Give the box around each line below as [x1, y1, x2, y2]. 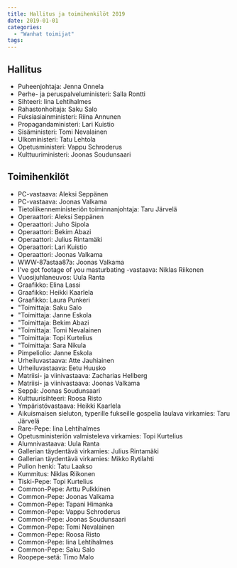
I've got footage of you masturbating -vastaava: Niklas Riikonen [17, 265, 204, 274]
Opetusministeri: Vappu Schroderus [17, 142, 123, 151]
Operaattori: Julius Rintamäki [17, 235, 103, 243]
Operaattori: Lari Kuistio [17, 243, 87, 251]
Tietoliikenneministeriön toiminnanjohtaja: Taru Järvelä [17, 204, 177, 214]
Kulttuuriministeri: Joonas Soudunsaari [17, 150, 131, 159]
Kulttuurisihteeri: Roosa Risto [17, 394, 103, 402]
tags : [7, 37, 23, 44]
